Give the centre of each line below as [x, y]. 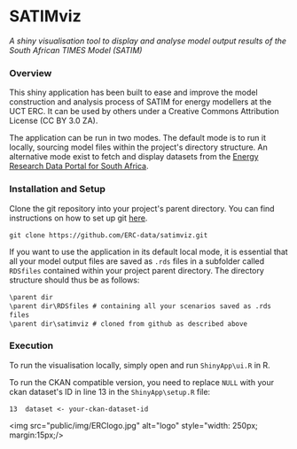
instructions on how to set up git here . [78, 218]
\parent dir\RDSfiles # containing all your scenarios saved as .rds [141, 306]
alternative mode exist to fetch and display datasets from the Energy [134, 157]
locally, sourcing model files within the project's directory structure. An [139, 147]
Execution [31, 345]
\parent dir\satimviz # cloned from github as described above [129, 324]
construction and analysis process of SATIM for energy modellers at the [141, 102]
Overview [31, 73]
